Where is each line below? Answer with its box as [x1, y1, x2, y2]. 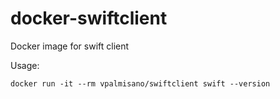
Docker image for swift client [10, 40, 130, 52]
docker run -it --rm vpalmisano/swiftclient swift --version [10, 78, 271, 89]
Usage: [10, 59, 40, 71]
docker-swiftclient [10, 7, 168, 30]
